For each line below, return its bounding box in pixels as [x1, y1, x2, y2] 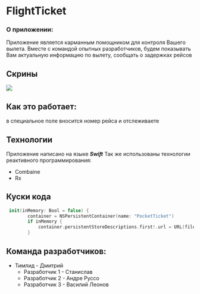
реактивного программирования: [6, 157, 92, 164]
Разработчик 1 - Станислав [23, 268, 93, 275]
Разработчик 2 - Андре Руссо [23, 274, 99, 282]
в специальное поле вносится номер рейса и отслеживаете [6, 117, 160, 124]
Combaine [14, 168, 40, 175]
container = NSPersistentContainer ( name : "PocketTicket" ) [27, 213, 174, 219]
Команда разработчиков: [6, 246, 107, 257]
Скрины [6, 68, 38, 79]
